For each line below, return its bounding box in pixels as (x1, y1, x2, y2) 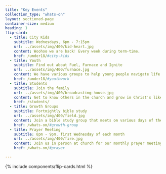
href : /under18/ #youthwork (14, 76, 70, 81)
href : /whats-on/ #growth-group (14, 122, 79, 127)
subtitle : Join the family (14, 85, 70, 91)
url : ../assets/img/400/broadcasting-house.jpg (14, 90, 114, 95)
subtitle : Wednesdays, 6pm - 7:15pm (14, 40, 90, 45)
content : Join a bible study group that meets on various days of (14, 117, 154, 123)
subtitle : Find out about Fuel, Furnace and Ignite (14, 62, 123, 67)
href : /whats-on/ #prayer (14, 146, 65, 151)
